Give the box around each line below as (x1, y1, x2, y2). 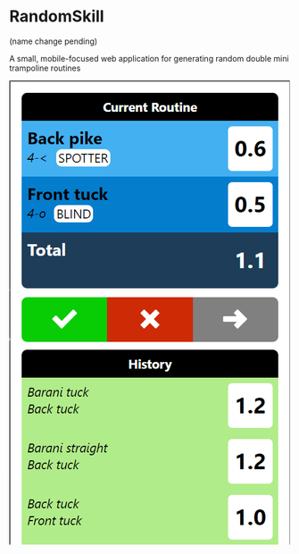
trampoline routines (9, 63, 81, 73)
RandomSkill (9, 6, 104, 27)
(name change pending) (9, 36, 98, 46)
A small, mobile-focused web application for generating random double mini (9, 53, 289, 63)
